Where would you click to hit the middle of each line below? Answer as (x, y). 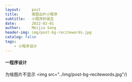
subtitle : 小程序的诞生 (30, 19)
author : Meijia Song (31, 28)
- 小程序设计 (25, 46)
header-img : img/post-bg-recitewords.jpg (48, 32)
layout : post (23, 10)
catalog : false (21, 37)
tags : (11, 42)
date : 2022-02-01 (30, 23)
